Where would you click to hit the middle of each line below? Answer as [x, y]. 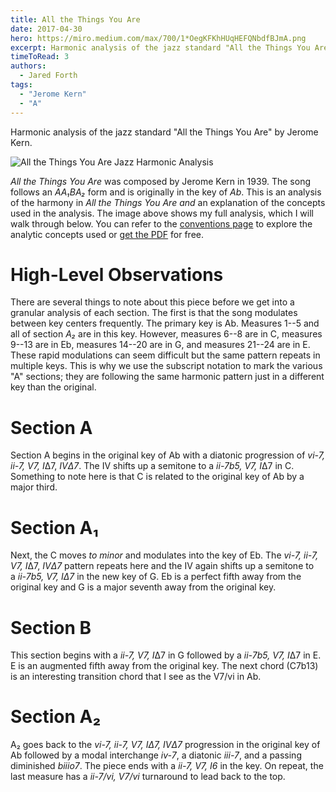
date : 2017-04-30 [46, 29]
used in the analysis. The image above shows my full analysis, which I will [162, 213]
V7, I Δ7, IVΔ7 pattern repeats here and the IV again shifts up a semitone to [162, 566]
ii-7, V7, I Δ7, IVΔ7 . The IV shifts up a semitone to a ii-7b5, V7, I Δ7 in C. [152, 466]
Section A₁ [54, 527]
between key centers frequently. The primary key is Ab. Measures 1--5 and [165, 323]
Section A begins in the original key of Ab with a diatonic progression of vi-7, [167, 455]
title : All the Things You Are [75, 19]
